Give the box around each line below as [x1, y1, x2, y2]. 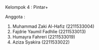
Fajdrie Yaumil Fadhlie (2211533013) [12, 29, 86, 34]
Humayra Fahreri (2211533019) [12, 34, 76, 40]
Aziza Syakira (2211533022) [12, 39, 70, 45]
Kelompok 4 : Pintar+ [5, 4, 48, 10]
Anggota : [5, 14, 25, 19]
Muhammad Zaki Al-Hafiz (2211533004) [12, 23, 95, 29]
